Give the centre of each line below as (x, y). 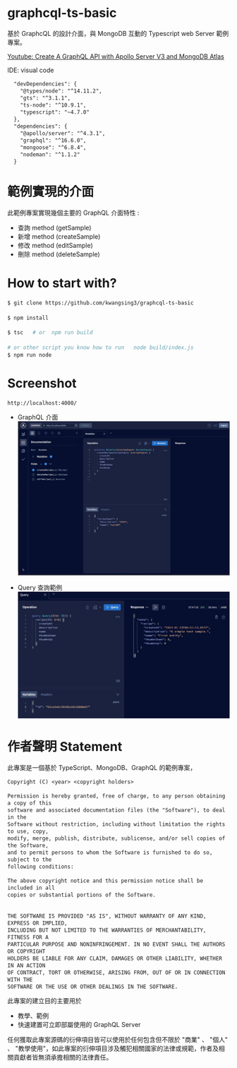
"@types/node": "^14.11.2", (61, 91)
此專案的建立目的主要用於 (44, 1000)
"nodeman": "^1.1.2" (50, 154)
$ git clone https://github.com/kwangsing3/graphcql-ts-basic (101, 303)
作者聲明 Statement (65, 746)
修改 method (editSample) (55, 245)
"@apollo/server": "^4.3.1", (63, 133)
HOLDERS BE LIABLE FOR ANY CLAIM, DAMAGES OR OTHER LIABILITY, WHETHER (115, 959)
